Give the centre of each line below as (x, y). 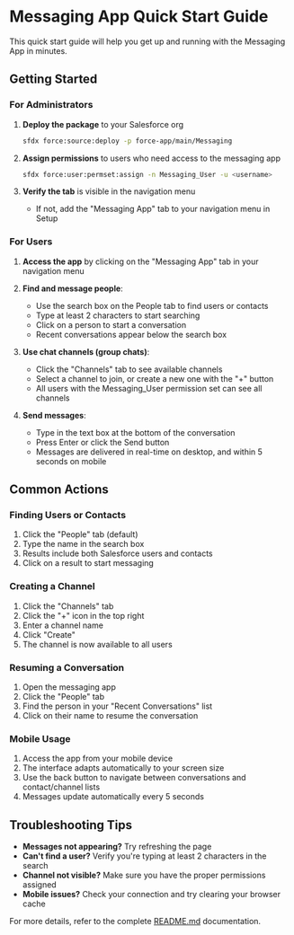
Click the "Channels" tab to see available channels (129, 369)
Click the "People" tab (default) (80, 534)
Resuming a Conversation (67, 667)
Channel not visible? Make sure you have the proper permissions (144, 875)
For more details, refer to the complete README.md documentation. (135, 922)
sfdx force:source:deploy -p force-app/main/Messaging (127, 141)
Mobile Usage (40, 738)
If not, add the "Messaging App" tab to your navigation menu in (153, 209)
